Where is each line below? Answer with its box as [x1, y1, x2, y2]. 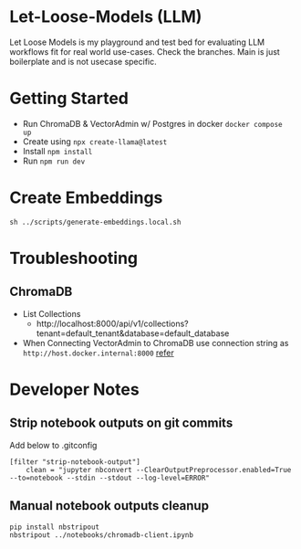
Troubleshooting [9, 248, 139, 269]
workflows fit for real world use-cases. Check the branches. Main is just [9, 46, 280, 57]
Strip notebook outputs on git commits [9, 416, 234, 431]
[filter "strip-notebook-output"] [9, 457, 141, 467]
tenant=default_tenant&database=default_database [36, 327, 230, 339]
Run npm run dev [22, 155, 86, 166]
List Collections [22, 308, 81, 319]
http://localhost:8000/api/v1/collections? [36, 318, 189, 329]
